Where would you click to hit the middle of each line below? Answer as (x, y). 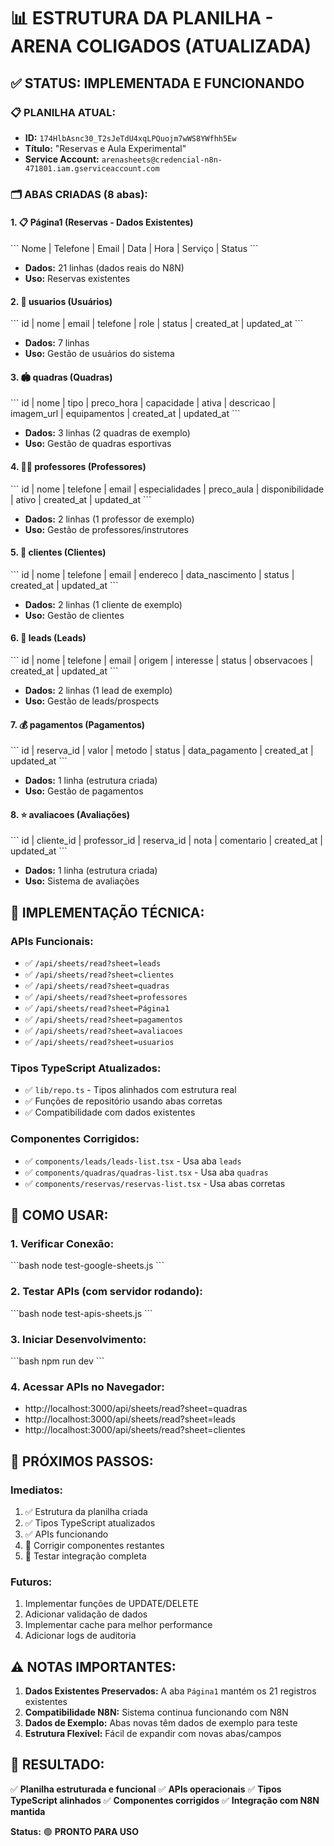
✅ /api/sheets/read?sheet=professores (106, 997)
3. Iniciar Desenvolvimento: (78, 1339)
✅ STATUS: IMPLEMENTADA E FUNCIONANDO (157, 83)
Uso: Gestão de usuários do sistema (99, 354)
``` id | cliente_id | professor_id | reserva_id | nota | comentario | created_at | (166, 841)
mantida (28, 1811)
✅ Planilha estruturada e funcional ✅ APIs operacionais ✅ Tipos (146, 1789)
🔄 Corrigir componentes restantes (94, 1545)
